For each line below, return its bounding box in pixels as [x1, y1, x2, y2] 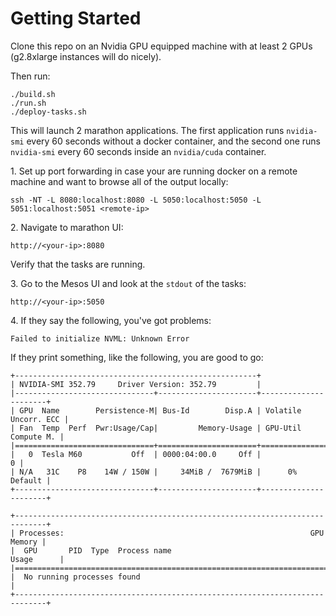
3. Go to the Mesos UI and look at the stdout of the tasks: [10, 277, 247, 289]
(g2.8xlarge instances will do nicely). [10, 50, 162, 62]
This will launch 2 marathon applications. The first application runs [10, 124, 285, 136]
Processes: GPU [19, 528, 325, 538]
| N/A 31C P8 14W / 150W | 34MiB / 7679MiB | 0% [10, 467, 298, 477]
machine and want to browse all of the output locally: [10, 175, 229, 187]
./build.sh [10, 89, 56, 99]
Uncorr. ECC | [10, 414, 70, 424]
